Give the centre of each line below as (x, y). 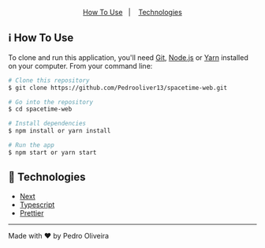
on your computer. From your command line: (80, 66)
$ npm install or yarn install (60, 131)
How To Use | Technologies (132, 12)
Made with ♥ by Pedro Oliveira (58, 235)
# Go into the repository (50, 102)
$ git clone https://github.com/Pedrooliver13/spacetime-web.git (118, 88)
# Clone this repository (49, 80)
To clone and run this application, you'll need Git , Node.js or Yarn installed (128, 57)
